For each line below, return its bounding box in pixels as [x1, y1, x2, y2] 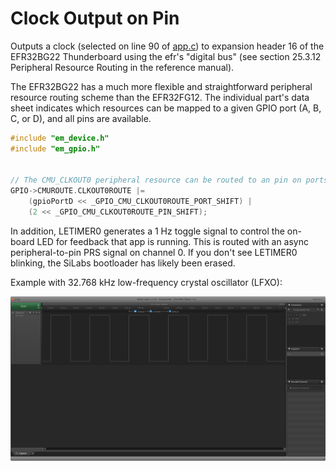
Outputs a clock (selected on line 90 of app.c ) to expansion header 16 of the [10, 40, 325, 52]
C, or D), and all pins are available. [10, 112, 152, 124]
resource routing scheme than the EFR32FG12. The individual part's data [10, 91, 310, 103]
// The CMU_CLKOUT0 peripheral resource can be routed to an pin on [10, 175, 302, 186]
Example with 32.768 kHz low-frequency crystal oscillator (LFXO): [10, 276, 283, 288]
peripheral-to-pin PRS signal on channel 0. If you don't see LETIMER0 [10, 246, 298, 258]
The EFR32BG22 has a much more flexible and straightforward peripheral [10, 80, 313, 92]
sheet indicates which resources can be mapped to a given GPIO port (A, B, [10, 102, 322, 114]
